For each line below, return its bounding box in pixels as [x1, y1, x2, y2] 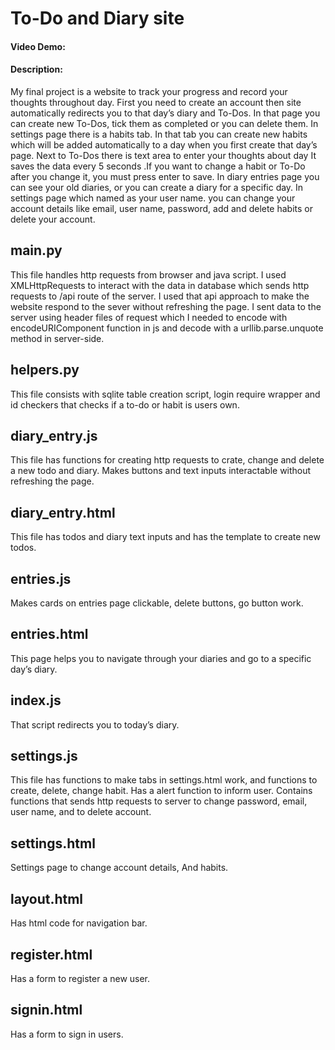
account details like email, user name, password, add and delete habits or [10, 202, 314, 214]
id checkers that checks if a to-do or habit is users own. [10, 398, 240, 411]
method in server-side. [10, 332, 105, 344]
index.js [10, 692, 62, 709]
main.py [10, 242, 63, 259]
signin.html [10, 1002, 83, 1019]
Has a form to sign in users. [10, 1028, 124, 1040]
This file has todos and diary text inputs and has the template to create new [10, 531, 321, 543]
